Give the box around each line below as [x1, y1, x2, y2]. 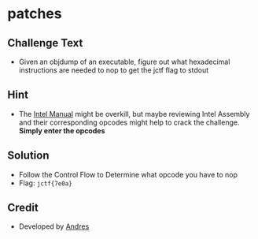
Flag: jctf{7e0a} [18, 178, 72, 188]
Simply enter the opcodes [18, 125, 105, 135]
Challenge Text [7, 36, 83, 50]
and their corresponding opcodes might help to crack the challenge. [18, 118, 240, 127]
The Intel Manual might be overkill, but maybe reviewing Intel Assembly [18, 109, 250, 118]
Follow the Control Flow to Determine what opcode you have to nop [18, 170, 238, 179]
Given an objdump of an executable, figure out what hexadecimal [18, 57, 230, 66]
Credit [7, 201, 39, 215]
